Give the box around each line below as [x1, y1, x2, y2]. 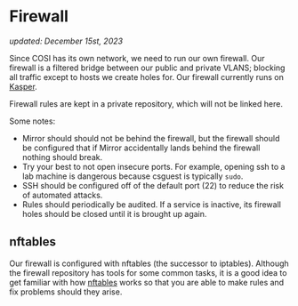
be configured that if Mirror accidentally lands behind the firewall [21, 142, 261, 153]
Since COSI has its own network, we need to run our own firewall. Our [9, 52, 265, 63]
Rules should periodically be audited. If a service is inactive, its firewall [21, 198, 282, 210]
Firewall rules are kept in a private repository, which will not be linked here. [9, 98, 283, 109]
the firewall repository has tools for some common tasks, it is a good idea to [9, 267, 287, 278]
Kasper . [9, 81, 37, 92]
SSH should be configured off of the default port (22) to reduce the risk [21, 180, 285, 190]
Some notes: [9, 116, 56, 126]
